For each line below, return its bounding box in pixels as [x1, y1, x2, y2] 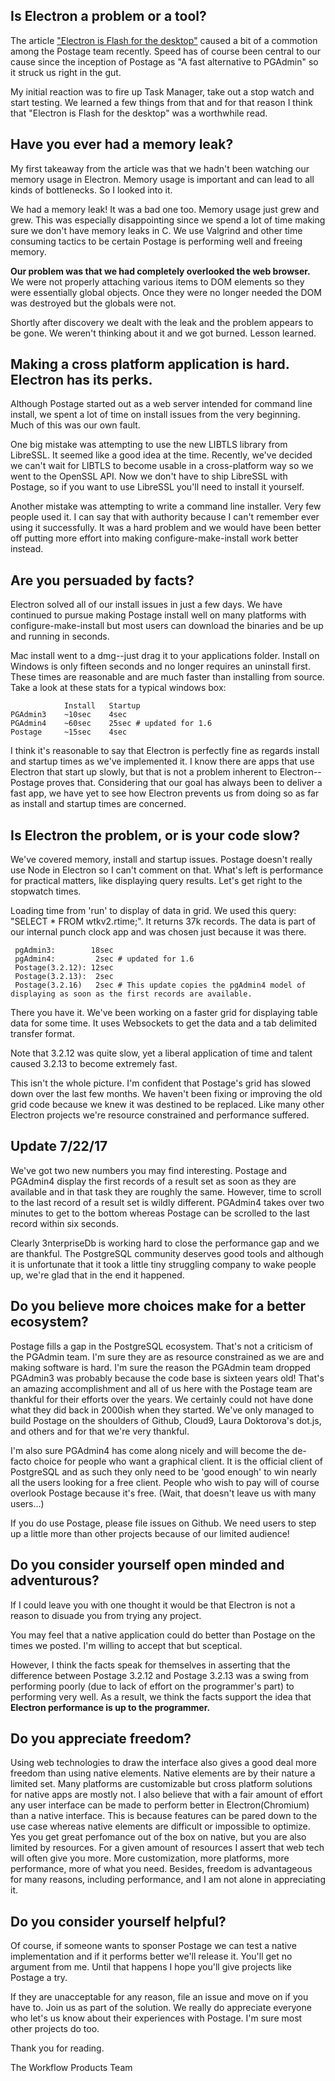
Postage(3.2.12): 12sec [14, 963, 114, 973]
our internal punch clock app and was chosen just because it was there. [10, 926, 307, 938]
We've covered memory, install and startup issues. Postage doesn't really [10, 854, 313, 866]
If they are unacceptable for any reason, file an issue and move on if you [10, 1991, 309, 2003]
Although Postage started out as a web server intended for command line [10, 398, 313, 410]
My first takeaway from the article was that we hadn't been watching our [10, 162, 310, 174]
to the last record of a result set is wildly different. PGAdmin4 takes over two [10, 1196, 325, 1208]
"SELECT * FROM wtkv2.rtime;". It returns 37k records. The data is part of [10, 915, 317, 928]
